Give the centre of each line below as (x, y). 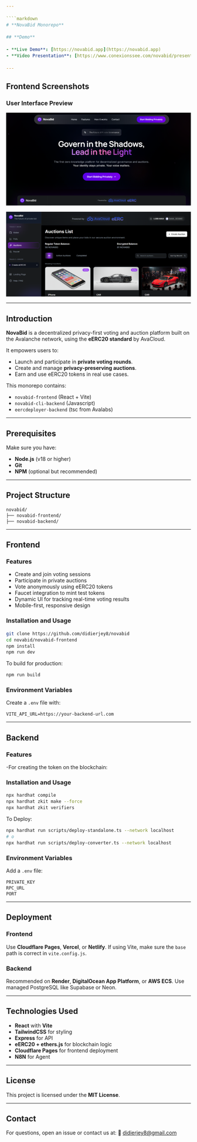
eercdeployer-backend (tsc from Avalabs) (64, 410)
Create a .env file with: (33, 703)
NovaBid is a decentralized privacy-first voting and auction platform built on (98, 333)
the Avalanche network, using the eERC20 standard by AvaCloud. (86, 339)
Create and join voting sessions (52, 574)
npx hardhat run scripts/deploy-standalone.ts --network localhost (90, 831)
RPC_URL (16, 888)
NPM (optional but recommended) (56, 471)
